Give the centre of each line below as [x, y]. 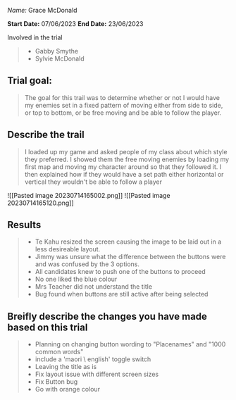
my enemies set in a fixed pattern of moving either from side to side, [124, 105]
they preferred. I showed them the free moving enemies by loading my [127, 159]
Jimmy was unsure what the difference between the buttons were [130, 257]
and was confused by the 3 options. [87, 264]
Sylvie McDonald [60, 58]
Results [24, 225]
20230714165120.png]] [41, 203]
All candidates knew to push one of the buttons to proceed [120, 272]
